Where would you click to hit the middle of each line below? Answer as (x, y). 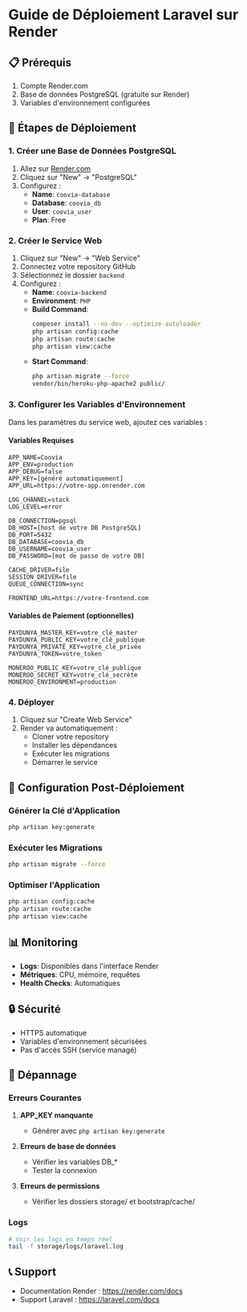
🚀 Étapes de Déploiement (72, 128)
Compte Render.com (54, 86)
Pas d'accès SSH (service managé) (78, 1049)
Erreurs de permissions (60, 1186)
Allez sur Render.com (55, 168)
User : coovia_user (62, 211)
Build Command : (60, 309)
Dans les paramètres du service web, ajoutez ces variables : (108, 422)
